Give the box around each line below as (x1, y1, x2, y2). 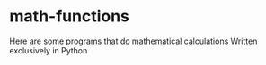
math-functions (9, 6, 130, 27)
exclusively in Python (9, 45, 88, 55)
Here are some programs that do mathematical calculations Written (9, 36, 258, 46)
